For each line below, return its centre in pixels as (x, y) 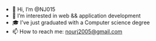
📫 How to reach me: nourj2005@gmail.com (67, 31)
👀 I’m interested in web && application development (76, 16)
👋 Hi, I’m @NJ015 (34, 9)
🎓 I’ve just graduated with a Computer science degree (81, 22)
